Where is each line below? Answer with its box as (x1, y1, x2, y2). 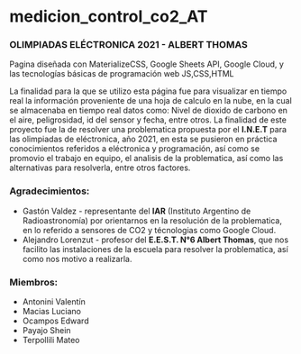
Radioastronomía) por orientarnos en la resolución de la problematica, (22, 214, 282, 226)
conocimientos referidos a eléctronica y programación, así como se (9, 143, 260, 154)
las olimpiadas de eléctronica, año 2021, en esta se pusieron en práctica (9, 133, 278, 145)
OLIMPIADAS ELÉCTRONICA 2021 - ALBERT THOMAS (9, 39, 248, 51)
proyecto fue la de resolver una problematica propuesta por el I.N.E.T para (9, 124, 287, 135)
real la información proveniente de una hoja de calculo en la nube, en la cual (9, 95, 293, 106)
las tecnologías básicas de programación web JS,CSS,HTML (9, 68, 234, 79)
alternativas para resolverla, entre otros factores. (9, 162, 191, 173)
